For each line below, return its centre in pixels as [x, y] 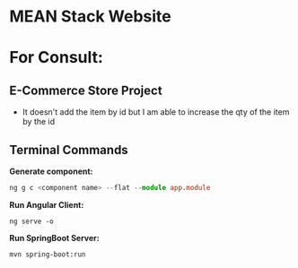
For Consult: [56, 58]
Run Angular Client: [47, 204]
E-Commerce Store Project [86, 90]
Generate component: [51, 171]
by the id [39, 122]
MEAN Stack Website [91, 17]
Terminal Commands [69, 150]
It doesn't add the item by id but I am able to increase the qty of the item [156, 112]
